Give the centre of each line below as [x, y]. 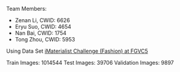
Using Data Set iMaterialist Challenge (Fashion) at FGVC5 [77, 51]
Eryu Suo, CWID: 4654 [43, 27]
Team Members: [26, 9]
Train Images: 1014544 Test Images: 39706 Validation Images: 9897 [90, 63]
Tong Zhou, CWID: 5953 [45, 39]
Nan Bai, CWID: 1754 [41, 33]
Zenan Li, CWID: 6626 [42, 20]
